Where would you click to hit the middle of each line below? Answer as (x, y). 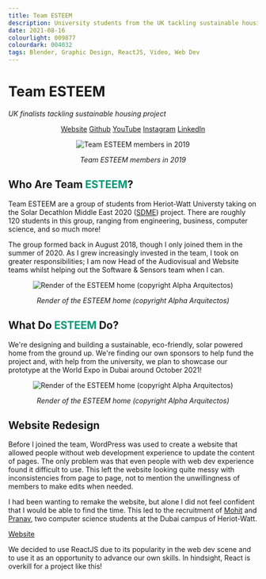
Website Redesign (54, 425)
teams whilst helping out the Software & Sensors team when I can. (116, 270)
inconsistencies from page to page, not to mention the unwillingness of (124, 478)
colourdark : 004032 (40, 45)
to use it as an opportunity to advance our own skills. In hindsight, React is (129, 558)
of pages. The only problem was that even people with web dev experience (131, 462)
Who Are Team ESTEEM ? (71, 184)
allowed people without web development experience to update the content (131, 453)
